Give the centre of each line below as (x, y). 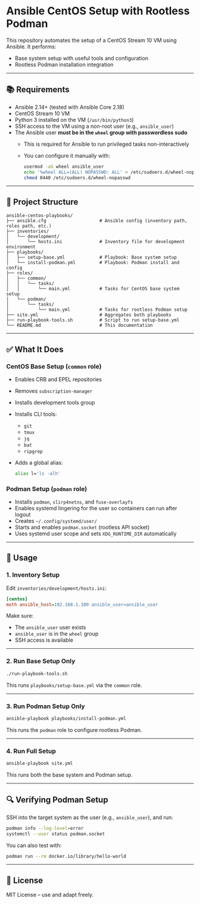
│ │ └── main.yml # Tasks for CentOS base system (93, 289)
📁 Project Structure (42, 202)
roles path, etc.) (29, 226)
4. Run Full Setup (31, 751)
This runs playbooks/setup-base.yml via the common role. (74, 685)
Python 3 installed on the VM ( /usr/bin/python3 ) (74, 119)
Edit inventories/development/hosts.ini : (57, 588)
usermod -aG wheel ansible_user (64, 166)
